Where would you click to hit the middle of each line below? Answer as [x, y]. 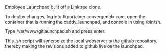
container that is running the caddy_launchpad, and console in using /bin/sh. [83, 22]
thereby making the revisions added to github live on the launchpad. [75, 46]
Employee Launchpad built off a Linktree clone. [53, 7]
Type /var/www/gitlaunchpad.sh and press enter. [55, 31]
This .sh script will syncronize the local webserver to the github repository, [81, 41]
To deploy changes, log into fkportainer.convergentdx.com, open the [75, 16]
